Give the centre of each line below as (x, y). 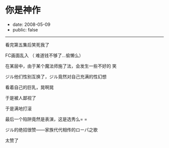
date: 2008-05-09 (31, 24)
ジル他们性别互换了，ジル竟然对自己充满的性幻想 (56, 76)
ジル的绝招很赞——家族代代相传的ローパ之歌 (52, 129)
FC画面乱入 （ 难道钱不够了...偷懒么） (45, 55)
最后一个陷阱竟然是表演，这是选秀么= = (46, 119)
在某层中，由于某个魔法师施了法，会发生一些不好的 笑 (61, 66)
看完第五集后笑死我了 (27, 44)
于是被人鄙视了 (21, 97)
